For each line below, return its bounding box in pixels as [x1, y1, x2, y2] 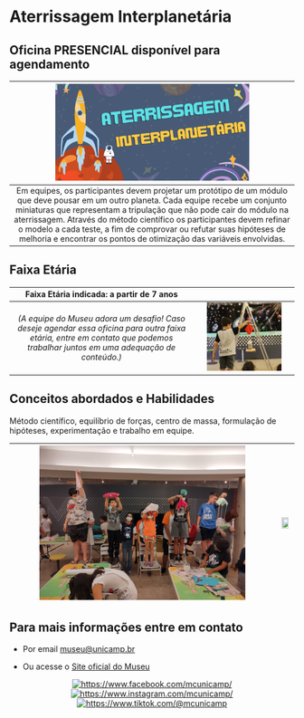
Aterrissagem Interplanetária [9, 6, 233, 27]
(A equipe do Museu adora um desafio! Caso [17, 312, 185, 323]
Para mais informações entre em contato [9, 620, 243, 636]
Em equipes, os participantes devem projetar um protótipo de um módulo [16, 186, 288, 196]
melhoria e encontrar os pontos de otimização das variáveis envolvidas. [18, 234, 286, 244]
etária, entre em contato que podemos [30, 332, 174, 343]
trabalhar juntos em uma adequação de [26, 341, 176, 352]
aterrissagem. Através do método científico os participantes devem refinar [14, 215, 290, 225]
